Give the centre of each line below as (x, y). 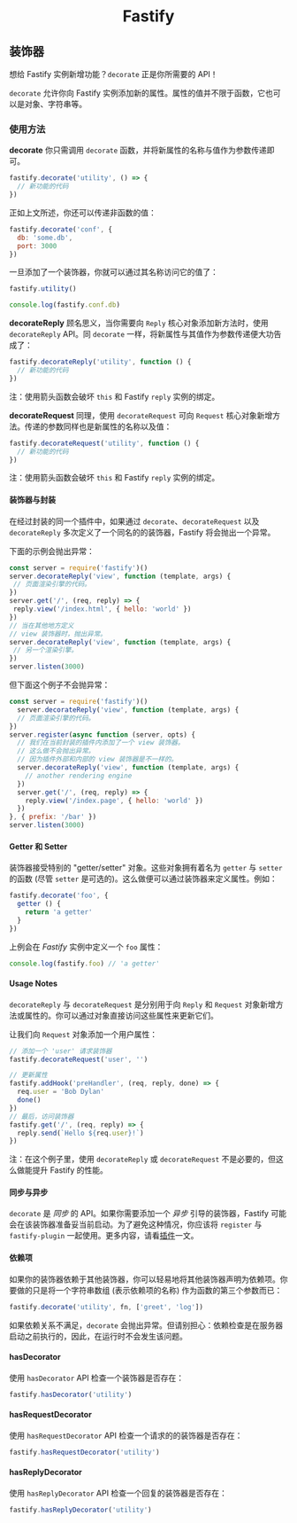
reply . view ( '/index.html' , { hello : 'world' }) (102, 609)
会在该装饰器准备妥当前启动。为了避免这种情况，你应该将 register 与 (136, 1224)
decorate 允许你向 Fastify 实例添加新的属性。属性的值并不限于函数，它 (137, 93)
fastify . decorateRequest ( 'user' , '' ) (79, 1059)
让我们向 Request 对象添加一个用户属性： (83, 1034)
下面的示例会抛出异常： (52, 551)
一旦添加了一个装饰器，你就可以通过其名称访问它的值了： (114, 272)
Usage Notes (34, 984)
